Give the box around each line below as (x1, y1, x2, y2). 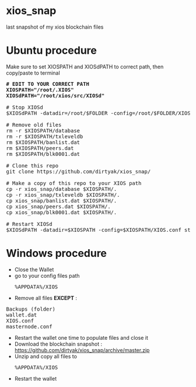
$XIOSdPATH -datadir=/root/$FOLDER (6, 110, 108, 116)
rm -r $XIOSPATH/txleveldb (6, 133, 83, 140)
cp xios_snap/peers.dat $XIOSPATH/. (6, 203, 111, 210)
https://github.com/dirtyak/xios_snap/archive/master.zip (14, 346, 150, 354)
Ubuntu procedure (6, 44, 97, 57)
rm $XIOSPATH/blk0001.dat (6, 151, 80, 157)
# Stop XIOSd (6, 104, 44, 110)
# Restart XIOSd (6, 221, 52, 227)
